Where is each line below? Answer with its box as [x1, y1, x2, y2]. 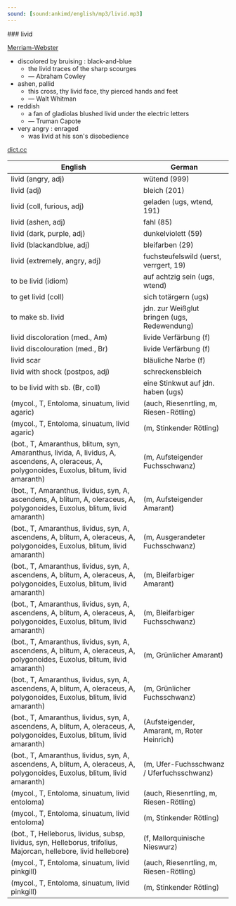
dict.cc [7, 145, 27, 153]
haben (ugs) [143, 386, 184, 396]
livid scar [11, 355, 41, 365]
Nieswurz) [143, 842, 178, 852]
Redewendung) [143, 321, 195, 331]
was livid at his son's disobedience [27, 132, 129, 140]
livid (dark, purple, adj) [11, 228, 86, 238]
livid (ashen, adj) [11, 217, 66, 227]
